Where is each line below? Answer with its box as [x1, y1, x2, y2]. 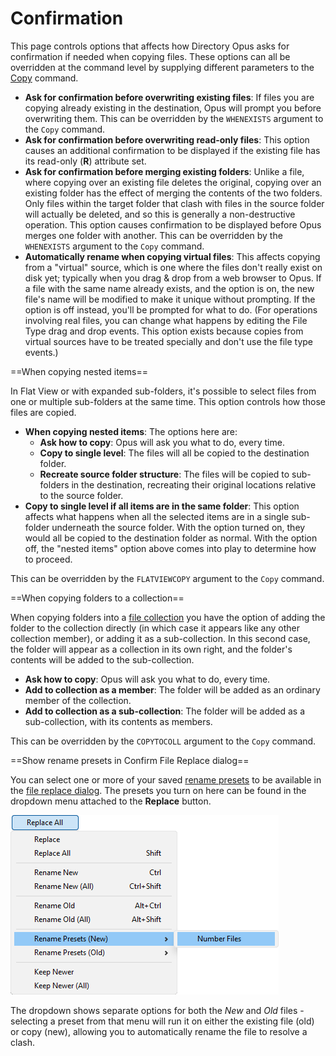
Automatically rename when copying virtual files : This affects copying [24, 250, 321, 262]
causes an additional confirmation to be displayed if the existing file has [24, 144, 321, 156]
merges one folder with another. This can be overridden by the [24, 229, 283, 241]
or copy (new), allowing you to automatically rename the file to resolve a [10, 1025, 308, 1037]
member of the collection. [24, 694, 132, 706]
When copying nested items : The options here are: [24, 425, 238, 437]
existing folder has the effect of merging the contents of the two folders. [24, 187, 323, 199]
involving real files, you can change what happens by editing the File [24, 314, 308, 326]
